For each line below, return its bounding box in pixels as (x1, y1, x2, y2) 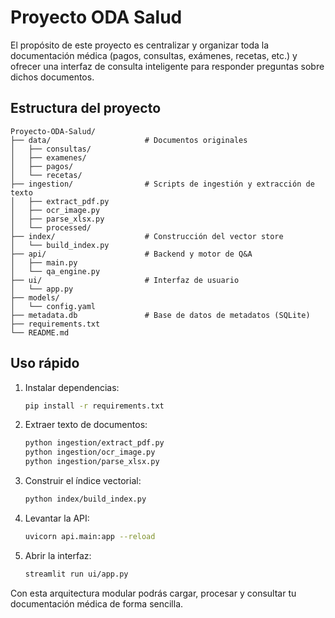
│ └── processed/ (10, 222, 92, 233)
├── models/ (10, 292, 60, 303)
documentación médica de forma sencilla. (10, 597, 184, 610)
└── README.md (10, 327, 70, 338)
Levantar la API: (24, 512, 90, 524)
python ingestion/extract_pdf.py (24, 438, 165, 448)
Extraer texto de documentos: (24, 419, 148, 431)
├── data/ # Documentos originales (10, 135, 248, 145)
